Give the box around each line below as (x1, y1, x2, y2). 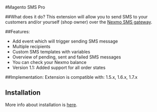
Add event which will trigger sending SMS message (12, 38, 118, 44)
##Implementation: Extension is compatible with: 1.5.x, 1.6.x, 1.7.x (5, 74, 138, 80)
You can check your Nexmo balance (12, 59, 87, 65)
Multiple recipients (12, 44, 51, 49)
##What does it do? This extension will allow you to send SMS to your (5, 14, 148, 19)
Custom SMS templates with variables (12, 49, 90, 55)
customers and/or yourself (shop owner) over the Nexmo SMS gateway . (5, 19, 153, 25)
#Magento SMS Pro (5, 4, 46, 10)
